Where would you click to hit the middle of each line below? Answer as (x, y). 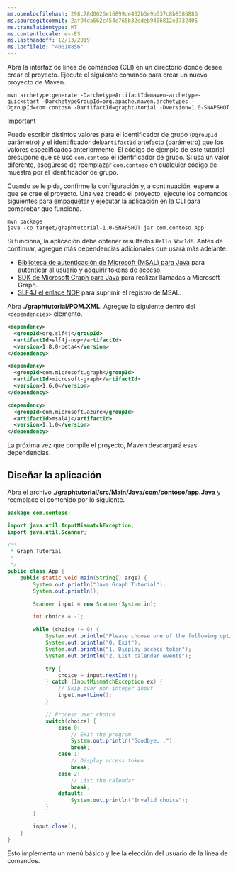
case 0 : (69, 728)
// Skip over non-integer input (106, 689)
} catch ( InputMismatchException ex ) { (104, 682)
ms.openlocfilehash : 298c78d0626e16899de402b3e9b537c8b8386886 (103, 14)
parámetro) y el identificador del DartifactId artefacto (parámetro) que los (116, 142)
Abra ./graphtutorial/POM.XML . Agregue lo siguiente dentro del (101, 306)
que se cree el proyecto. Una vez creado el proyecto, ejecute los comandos (118, 193)
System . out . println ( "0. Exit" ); (93, 643)
